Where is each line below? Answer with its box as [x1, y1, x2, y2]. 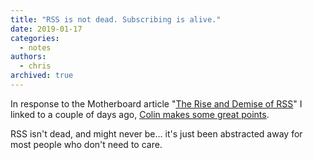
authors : [10, 52, 47, 62]
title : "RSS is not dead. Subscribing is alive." [10, 14, 222, 25]
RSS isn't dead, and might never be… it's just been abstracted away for [10, 127, 303, 140]
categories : [10, 33, 60, 43]
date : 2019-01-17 [10, 24, 83, 34]
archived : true [10, 71, 74, 81]
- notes [19, 42, 52, 53]
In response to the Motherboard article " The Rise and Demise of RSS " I [10, 97, 303, 110]
